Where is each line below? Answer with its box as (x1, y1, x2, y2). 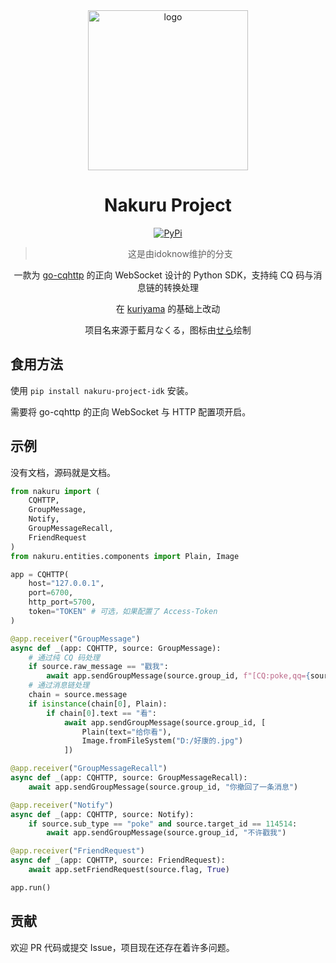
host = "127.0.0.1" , (28, 579, 105, 589)
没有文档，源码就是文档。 (10, 466, 116, 478)
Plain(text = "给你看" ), (81, 727, 172, 737)
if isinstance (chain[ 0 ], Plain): (28, 699, 168, 709)
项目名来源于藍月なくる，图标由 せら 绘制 (84, 324, 252, 336)
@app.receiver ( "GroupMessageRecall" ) (10, 764, 168, 774)
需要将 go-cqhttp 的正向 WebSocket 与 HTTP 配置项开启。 (10, 405, 252, 418)
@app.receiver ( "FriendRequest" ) (10, 846, 145, 856)
